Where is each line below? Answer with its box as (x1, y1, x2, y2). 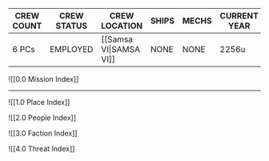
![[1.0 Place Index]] (8, 98, 70, 107)
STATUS (55, 20, 88, 31)
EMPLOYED (49, 44, 94, 54)
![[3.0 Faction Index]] (8, 128, 78, 138)
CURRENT (219, 10, 259, 21)
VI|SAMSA (101, 44, 141, 54)
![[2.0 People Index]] (8, 113, 77, 123)
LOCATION (101, 20, 143, 31)
